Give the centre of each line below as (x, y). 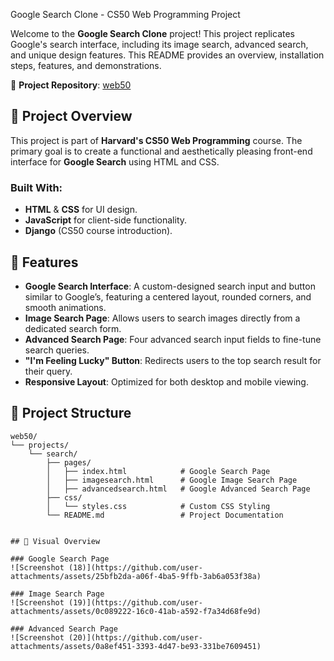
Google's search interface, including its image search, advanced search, (159, 44)
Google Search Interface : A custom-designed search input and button (170, 286)
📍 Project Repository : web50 (71, 85)
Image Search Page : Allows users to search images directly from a (162, 318)
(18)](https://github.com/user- (135, 567)
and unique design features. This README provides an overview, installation (167, 55)
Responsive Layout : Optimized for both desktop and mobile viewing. (166, 381)
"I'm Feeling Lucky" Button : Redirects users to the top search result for (173, 360)
